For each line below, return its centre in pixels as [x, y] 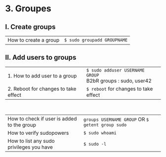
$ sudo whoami [100, 133]
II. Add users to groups [41, 58]
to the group [22, 125]
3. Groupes [28, 9]
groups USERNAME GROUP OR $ [116, 119]
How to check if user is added [42, 118]
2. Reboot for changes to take [42, 88]
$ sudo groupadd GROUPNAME [96, 40]
